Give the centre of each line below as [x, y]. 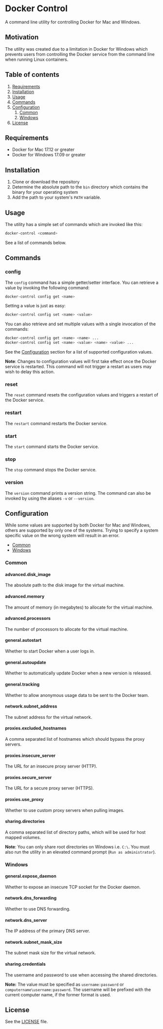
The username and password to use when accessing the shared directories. [81, 975]
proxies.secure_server [28, 777]
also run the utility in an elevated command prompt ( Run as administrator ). [81, 852]
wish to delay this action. [30, 372]
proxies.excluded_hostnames [36, 728]
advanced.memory [25, 597]
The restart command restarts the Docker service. [56, 423]
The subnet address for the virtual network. [49, 717]
